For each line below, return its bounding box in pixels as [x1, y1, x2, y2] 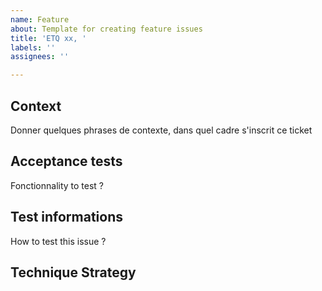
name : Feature [10, 14, 70, 25]
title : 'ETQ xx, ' [10, 33, 87, 43]
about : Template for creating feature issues [10, 24, 203, 34]
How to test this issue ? [10, 235, 107, 247]
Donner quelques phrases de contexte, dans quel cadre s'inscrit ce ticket [10, 124, 313, 136]
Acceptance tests [10, 153, 123, 170]
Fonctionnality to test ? [10, 179, 105, 191]
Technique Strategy [10, 264, 137, 281]
